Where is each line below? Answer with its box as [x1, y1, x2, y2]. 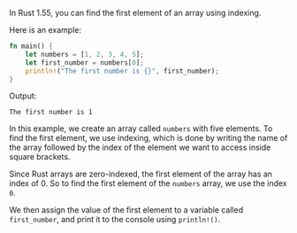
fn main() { [9, 42, 53, 50]
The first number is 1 [9, 108, 93, 117]
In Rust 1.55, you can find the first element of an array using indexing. [9, 8, 262, 18]
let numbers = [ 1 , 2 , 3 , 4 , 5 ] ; [25, 50, 144, 58]
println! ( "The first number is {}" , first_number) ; [25, 66, 219, 75]
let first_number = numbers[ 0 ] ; [25, 58, 144, 67]
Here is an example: [9, 25, 82, 35]
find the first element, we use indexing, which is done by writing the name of [9, 133, 288, 144]
